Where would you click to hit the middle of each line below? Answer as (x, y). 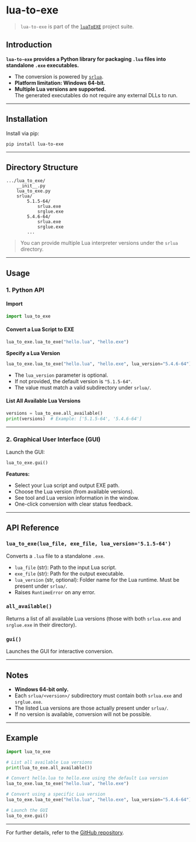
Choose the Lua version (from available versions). (74, 491)
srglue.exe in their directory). (41, 625)
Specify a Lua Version (33, 353)
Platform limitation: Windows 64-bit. (60, 83)
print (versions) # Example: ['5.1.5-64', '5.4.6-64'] (74, 419)
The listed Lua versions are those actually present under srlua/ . (91, 708)
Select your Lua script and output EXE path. (67, 485)
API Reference (33, 528)
